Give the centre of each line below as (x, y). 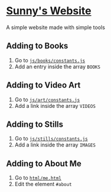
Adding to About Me (44, 163)
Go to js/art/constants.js (47, 100)
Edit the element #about (43, 184)
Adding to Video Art (43, 85)
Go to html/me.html (38, 178)
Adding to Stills (35, 124)
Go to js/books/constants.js (50, 60)
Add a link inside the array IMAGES (55, 145)
